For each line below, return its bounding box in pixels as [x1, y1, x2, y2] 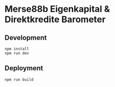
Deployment [4, 64, 43, 72]
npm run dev [4, 51, 29, 56]
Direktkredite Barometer [4, 14, 106, 25]
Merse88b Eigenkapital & [4, 3, 111, 15]
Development [4, 33, 47, 42]
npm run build [4, 77, 34, 82]
